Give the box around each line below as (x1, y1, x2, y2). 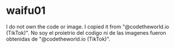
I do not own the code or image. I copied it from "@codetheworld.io (6, 23, 169, 30)
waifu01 (6, 4, 46, 17)
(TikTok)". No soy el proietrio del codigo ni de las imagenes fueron (6, 29, 166, 36)
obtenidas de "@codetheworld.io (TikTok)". (6, 35, 110, 42)
